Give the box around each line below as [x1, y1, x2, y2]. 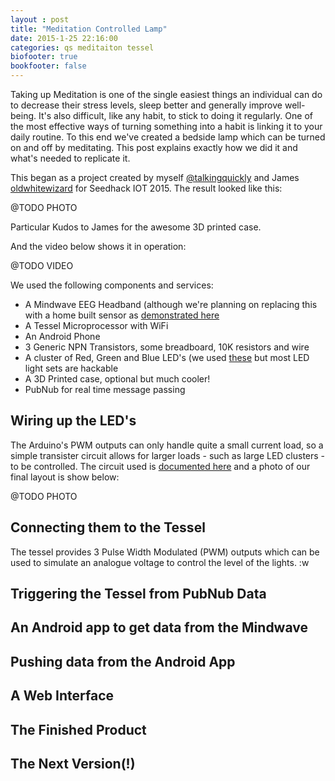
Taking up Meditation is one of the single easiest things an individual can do [10, 89, 323, 100]
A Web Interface [10, 687, 115, 705]
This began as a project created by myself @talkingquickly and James [10, 172, 300, 183]
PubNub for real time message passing [24, 384, 186, 395]
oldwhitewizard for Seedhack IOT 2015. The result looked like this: [10, 182, 283, 194]
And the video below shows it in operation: [10, 241, 187, 252]
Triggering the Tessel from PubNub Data [10, 586, 267, 603]
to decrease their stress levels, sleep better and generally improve [10, 99, 283, 111]
